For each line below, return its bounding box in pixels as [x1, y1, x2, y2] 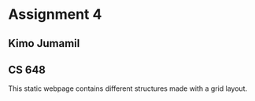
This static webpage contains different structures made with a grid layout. [8, 84, 248, 93]
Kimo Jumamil [8, 37, 80, 50]
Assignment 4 [8, 5, 102, 23]
